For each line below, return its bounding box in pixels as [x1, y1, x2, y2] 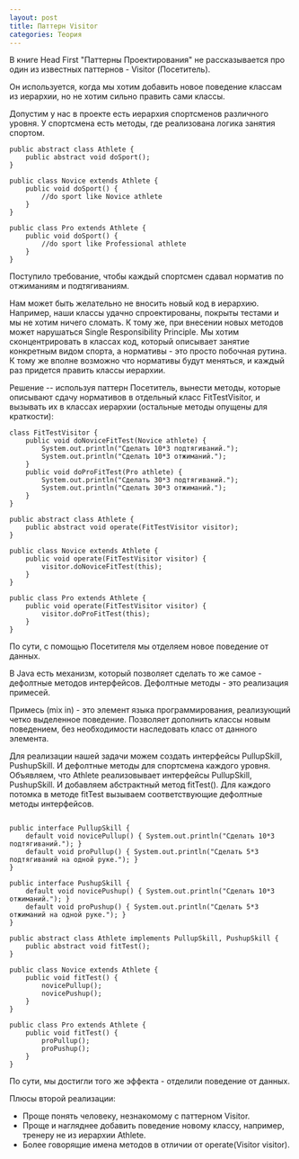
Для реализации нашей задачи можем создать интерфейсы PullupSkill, [9, 750, 283, 761]
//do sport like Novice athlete [41, 193, 163, 202]
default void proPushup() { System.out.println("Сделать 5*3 [25, 903, 259, 912]
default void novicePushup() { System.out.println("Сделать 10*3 [25, 887, 276, 896]
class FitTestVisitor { [9, 428, 99, 437]
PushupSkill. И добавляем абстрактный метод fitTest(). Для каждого [9, 779, 271, 790]
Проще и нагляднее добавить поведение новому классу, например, [22, 1120, 285, 1131]
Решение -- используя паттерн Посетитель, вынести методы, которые [9, 382, 281, 393]
